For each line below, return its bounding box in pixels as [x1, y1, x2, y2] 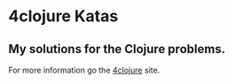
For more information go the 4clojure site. [8, 65, 160, 75]
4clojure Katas [8, 6, 119, 27]
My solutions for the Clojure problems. [8, 42, 226, 57]
